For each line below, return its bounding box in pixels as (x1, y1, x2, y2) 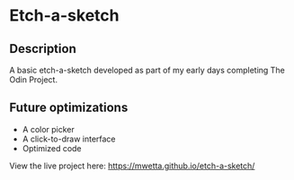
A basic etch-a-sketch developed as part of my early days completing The (9, 64, 285, 75)
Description (9, 41, 76, 56)
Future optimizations (9, 100, 129, 116)
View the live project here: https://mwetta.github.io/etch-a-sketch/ (9, 160, 255, 171)
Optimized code (22, 142, 83, 153)
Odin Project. (9, 74, 58, 85)
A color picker (22, 124, 75, 134)
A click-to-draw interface (22, 133, 116, 144)
